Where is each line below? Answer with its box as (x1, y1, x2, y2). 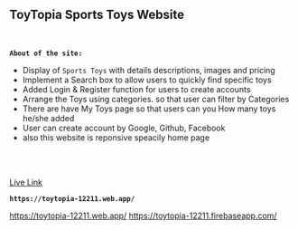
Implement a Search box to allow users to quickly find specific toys (22, 74, 273, 85)
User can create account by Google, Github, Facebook (22, 122, 226, 133)
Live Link (9, 177, 43, 187)
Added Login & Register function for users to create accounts (22, 83, 251, 94)
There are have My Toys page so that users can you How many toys (22, 103, 276, 114)
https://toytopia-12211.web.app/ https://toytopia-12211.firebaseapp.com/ (9, 210, 277, 221)
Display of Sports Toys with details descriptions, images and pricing (22, 64, 275, 75)
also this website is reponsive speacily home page (22, 131, 210, 143)
